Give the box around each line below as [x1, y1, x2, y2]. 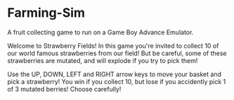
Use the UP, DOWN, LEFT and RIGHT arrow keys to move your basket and [7, 70, 221, 78]
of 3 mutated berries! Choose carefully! [7, 85, 122, 93]
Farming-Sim [7, 5, 86, 21]
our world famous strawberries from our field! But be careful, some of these [7, 49, 227, 57]
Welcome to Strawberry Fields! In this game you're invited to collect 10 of [7, 41, 219, 50]
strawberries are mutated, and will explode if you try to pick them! [7, 56, 198, 64]
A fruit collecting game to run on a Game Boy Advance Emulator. [7, 28, 194, 36]
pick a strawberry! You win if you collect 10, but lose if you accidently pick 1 [7, 77, 226, 85]
